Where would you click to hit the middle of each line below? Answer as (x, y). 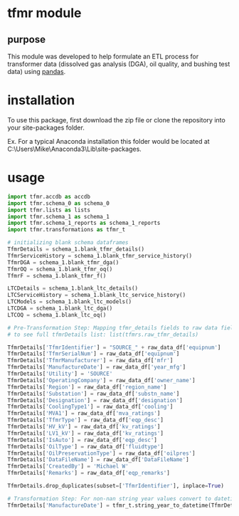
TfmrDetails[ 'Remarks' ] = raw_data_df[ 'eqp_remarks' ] (89, 473)
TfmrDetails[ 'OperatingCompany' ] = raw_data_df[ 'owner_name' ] (101, 380)
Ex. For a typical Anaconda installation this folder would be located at (108, 141)
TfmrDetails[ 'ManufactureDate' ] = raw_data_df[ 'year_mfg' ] (97, 367)
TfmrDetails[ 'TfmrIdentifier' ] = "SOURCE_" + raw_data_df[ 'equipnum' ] (114, 347)
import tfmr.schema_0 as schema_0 (59, 203)
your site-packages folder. (46, 127)
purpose (27, 40)
